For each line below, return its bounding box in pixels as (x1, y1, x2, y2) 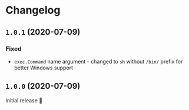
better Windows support (14, 64, 74, 71)
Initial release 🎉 (5, 96, 43, 104)
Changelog (5, 4, 61, 17)
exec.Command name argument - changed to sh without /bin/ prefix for (14, 58, 183, 65)
